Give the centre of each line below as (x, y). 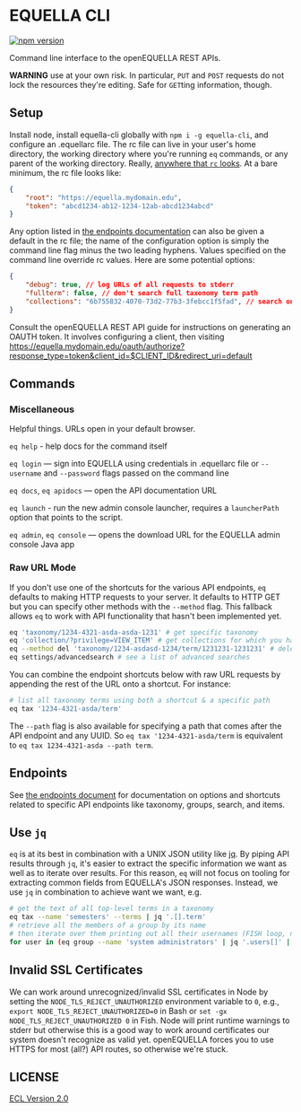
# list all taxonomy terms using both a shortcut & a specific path (140, 701)
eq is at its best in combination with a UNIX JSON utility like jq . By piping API (149, 854)
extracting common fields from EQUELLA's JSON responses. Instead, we (144, 883)
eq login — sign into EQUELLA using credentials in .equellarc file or (134, 464)
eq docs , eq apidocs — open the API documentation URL (113, 491)
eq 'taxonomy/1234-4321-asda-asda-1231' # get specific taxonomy (133, 632)
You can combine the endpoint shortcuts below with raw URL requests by (145, 675)
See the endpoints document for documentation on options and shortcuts (145, 794)
